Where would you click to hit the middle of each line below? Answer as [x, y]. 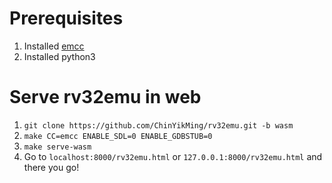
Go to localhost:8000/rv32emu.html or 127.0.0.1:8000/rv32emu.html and [173, 156]
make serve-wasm [57, 147]
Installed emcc [54, 46]
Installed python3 [59, 56]
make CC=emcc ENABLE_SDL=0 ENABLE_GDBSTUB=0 [118, 136]
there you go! [51, 167]
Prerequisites [66, 18]
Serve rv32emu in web [105, 97]
